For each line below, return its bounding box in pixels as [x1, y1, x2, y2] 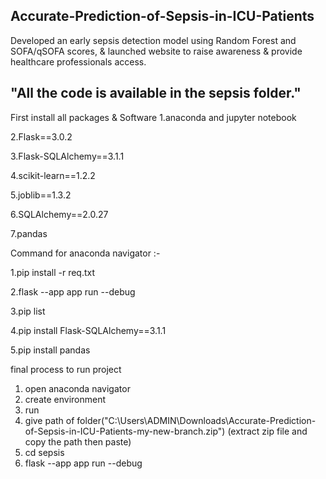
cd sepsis [24, 446, 65, 458]
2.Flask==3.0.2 [10, 130, 73, 143]
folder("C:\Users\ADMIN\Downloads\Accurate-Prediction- [76, 414, 317, 426]
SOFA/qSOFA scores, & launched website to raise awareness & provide [10, 45, 303, 57]
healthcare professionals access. [10, 55, 147, 68]
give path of [24, 414, 75, 426]
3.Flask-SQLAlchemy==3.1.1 [10, 150, 125, 162]
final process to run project [10, 363, 122, 375]
